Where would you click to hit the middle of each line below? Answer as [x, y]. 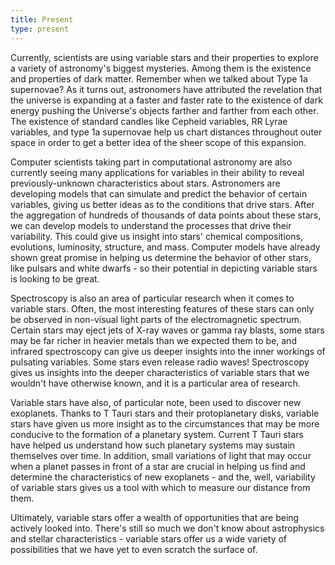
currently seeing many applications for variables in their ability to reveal [157, 172]
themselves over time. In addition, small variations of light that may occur [161, 455]
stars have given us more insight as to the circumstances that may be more [165, 423]
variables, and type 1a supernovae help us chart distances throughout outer [166, 132]
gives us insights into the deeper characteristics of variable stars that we [160, 372]
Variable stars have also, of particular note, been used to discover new [156, 402]
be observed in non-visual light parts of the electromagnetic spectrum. [156, 319]
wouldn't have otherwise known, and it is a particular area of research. [155, 383]
